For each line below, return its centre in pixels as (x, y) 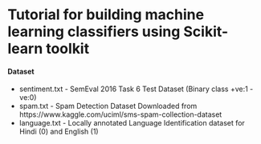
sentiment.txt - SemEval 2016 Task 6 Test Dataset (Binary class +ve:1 (133, 89)
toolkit (68, 49)
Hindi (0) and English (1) (59, 132)
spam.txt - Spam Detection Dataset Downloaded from (108, 106)
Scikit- (206, 32)
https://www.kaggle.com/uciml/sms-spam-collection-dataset (120, 114)
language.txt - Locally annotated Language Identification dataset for (132, 123)
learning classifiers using (94, 32)
